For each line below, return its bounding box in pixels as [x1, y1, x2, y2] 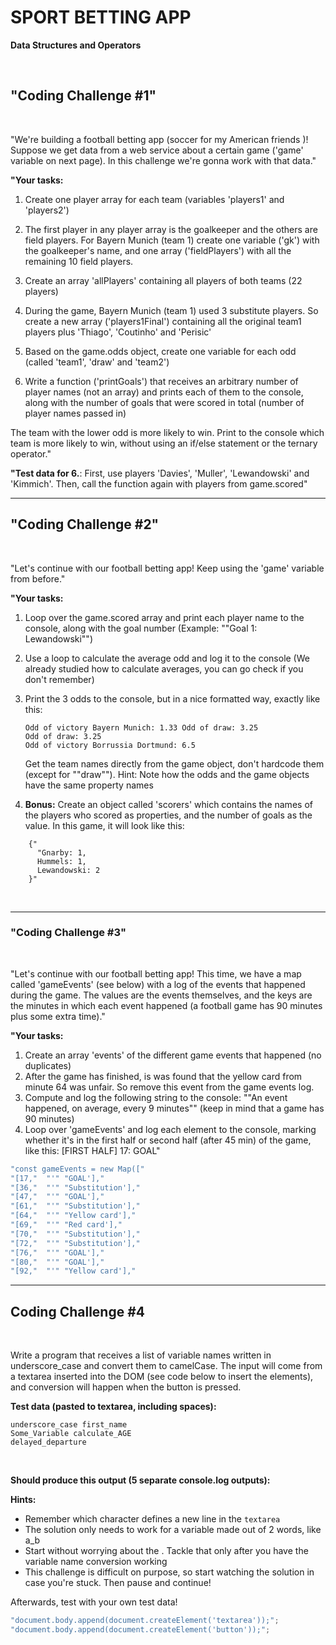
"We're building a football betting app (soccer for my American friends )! [10, 133, 309, 145]
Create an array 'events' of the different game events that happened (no [24, 1049, 322, 1061]
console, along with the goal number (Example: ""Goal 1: [24, 622, 258, 634]
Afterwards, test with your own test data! [10, 1596, 178, 1608]
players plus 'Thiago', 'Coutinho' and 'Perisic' [24, 326, 212, 338]
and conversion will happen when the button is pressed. [10, 1381, 242, 1393]
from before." [10, 572, 66, 585]
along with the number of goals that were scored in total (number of [24, 396, 305, 408]
